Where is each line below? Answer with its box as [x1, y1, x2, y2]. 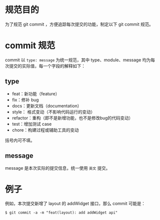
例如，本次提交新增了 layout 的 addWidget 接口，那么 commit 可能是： [5, 201, 146, 206]
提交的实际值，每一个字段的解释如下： [9, 63, 86, 69]
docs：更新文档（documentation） [12, 103, 82, 109]
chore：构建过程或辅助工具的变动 [12, 127, 79, 133]
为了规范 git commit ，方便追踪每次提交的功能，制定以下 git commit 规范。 [5, 21, 154, 27]
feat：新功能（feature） [12, 90, 60, 97]
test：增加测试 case [12, 121, 52, 127]
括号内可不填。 [5, 137, 35, 143]
